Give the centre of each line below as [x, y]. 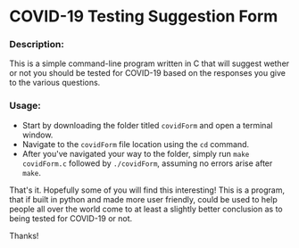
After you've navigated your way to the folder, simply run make [136, 153]
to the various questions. [55, 83]
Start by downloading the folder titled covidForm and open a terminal [147, 125]
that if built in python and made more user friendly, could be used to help [144, 199]
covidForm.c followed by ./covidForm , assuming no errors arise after [147, 163]
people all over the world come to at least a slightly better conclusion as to [146, 209]
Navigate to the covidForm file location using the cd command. [136, 144]
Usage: [25, 106]
